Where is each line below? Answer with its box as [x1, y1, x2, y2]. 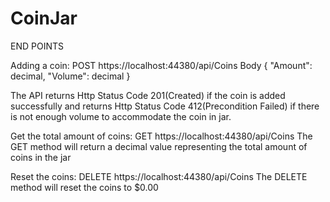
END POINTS [10, 40, 64, 52]
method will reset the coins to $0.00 [10, 181, 159, 193]
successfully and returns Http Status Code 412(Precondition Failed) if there [10, 100, 320, 112]
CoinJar [10, 7, 78, 30]
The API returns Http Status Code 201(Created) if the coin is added [10, 89, 286, 101]
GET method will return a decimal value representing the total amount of [10, 140, 308, 152]
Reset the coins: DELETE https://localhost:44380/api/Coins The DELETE [10, 170, 308, 182]
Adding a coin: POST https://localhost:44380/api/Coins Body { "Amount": [10, 59, 313, 71]
